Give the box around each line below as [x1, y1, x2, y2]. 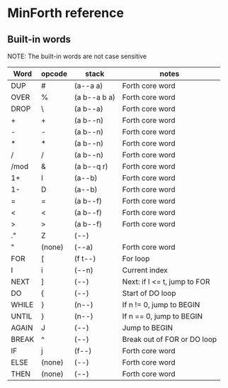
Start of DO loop [122, 289, 176, 298]
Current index [122, 265, 168, 275]
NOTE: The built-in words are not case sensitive [7, 52, 147, 60]
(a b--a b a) [74, 92, 115, 102]
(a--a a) [74, 81, 103, 90]
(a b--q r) [74, 162, 108, 171]
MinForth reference [7, 5, 124, 21]
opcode [41, 69, 67, 79]
